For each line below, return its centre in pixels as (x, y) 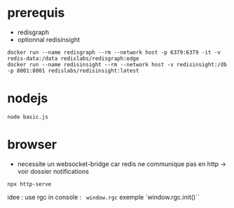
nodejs (28, 98)
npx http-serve (29, 184)
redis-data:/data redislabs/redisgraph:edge (73, 58)
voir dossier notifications (53, 171)
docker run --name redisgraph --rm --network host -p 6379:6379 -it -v (114, 52)
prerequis (36, 13)
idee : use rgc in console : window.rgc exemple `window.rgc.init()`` (103, 197)
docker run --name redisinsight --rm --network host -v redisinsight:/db (117, 64)
